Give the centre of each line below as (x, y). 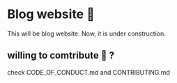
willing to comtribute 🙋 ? (61, 55)
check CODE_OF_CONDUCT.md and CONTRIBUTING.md (89, 72)
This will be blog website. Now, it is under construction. (86, 33)
